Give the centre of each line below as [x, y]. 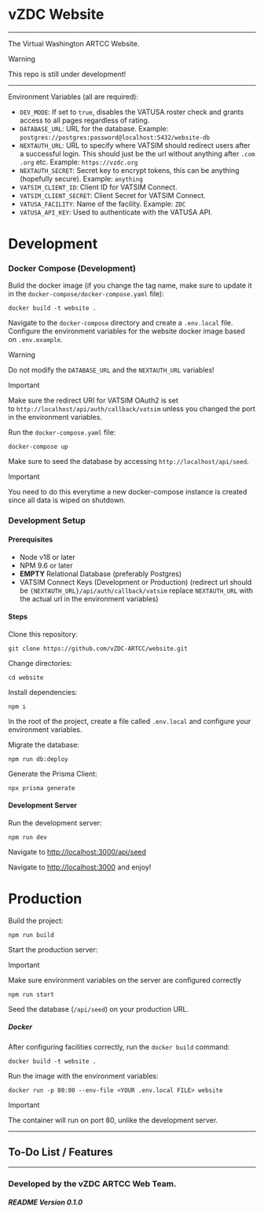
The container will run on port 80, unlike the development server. [113, 1120]
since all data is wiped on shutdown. [67, 500]
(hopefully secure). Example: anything [81, 178]
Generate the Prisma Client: [53, 774]
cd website [26, 678]
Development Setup [47, 520]
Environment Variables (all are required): [73, 97]
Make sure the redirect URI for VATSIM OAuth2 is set [93, 401]
